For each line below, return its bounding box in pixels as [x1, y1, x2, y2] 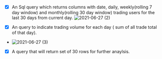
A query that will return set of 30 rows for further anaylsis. [11, 49, 130, 55]
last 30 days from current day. [11, 15, 73, 21]
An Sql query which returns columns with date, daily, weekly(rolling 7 [11, 4, 152, 10]
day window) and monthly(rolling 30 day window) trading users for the [11, 10, 155, 16]
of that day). [11, 30, 37, 36]
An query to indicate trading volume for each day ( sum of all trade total [11, 24, 157, 30]
